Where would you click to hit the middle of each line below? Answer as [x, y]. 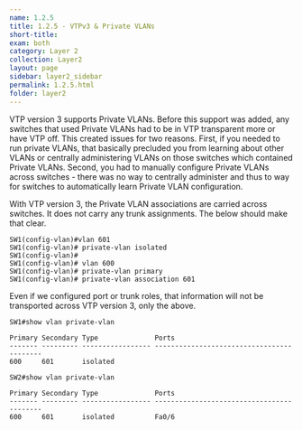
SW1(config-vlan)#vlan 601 [60, 239]
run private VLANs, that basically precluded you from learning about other [147, 148]
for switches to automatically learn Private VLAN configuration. [126, 186]
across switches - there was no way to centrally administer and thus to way [150, 176]
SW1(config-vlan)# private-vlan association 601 [102, 279]
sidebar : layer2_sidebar [56, 77]
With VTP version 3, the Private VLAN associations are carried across [138, 203]
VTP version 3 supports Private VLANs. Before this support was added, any [150, 119]
